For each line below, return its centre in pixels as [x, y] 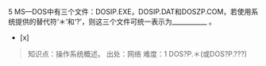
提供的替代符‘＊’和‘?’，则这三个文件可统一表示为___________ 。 [115, 21]
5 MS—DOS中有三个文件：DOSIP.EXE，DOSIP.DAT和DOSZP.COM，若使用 [130, 12]
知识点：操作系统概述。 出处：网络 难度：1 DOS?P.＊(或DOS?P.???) [137, 54]
